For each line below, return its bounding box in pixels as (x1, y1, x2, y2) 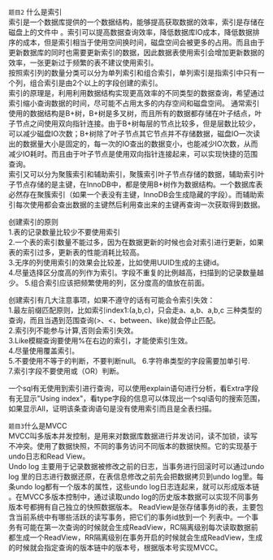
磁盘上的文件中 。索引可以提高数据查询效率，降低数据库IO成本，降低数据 (8, 28, 253, 37)
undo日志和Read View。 (8, 451, 90, 461)
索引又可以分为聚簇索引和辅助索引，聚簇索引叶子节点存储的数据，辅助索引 (8, 170, 258, 179)
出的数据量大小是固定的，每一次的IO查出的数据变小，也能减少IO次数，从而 (8, 139, 258, 149)
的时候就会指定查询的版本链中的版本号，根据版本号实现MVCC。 (8, 543, 223, 552)
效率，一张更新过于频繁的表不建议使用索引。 (8, 58, 158, 67)
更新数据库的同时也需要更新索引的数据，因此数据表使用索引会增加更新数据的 (8, 48, 265, 57)
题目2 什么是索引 (8, 7, 63, 16)
